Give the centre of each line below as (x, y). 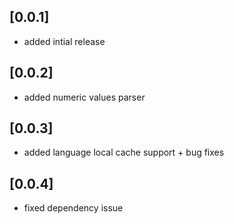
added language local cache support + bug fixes (124, 152)
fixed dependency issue (73, 208)
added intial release (64, 41)
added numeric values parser (84, 97)
